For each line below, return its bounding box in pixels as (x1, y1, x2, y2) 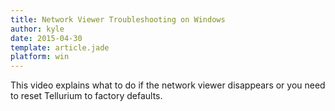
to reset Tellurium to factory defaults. (10, 90, 163, 102)
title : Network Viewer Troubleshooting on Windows (10, 14, 226, 25)
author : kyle (10, 24, 65, 34)
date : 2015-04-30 (10, 33, 83, 43)
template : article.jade (10, 42, 110, 53)
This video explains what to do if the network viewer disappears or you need (10, 79, 326, 91)
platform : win (10, 52, 70, 62)
